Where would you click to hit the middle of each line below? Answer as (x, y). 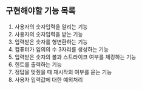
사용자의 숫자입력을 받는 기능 (49, 34)
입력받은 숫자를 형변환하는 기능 (51, 42)
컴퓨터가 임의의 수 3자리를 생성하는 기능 (62, 49)
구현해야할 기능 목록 (41, 11)
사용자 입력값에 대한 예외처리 (49, 79)
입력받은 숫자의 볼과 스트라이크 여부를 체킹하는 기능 (75, 57)
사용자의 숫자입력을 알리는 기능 (51, 27)
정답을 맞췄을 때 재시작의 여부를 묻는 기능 (63, 72)
